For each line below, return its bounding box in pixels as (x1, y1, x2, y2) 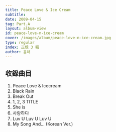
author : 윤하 (5, 49, 31, 54)
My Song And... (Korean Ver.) (12, 121, 73, 127)
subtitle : (5, 12, 26, 17)
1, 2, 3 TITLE (12, 99, 39, 105)
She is (12, 104, 26, 110)
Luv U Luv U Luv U (12, 116, 52, 122)
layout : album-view (5, 26, 46, 31)
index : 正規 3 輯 (5, 45, 39, 50)
